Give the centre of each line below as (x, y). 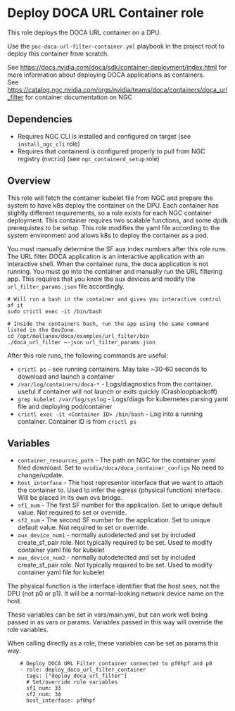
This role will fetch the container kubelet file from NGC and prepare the (110, 198)
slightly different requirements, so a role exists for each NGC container (110, 213)
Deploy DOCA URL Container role (106, 13)
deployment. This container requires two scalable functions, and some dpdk (118, 220)
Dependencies (40, 119)
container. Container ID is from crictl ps (77, 421)
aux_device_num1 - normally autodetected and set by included (106, 535)
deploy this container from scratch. (58, 54)
